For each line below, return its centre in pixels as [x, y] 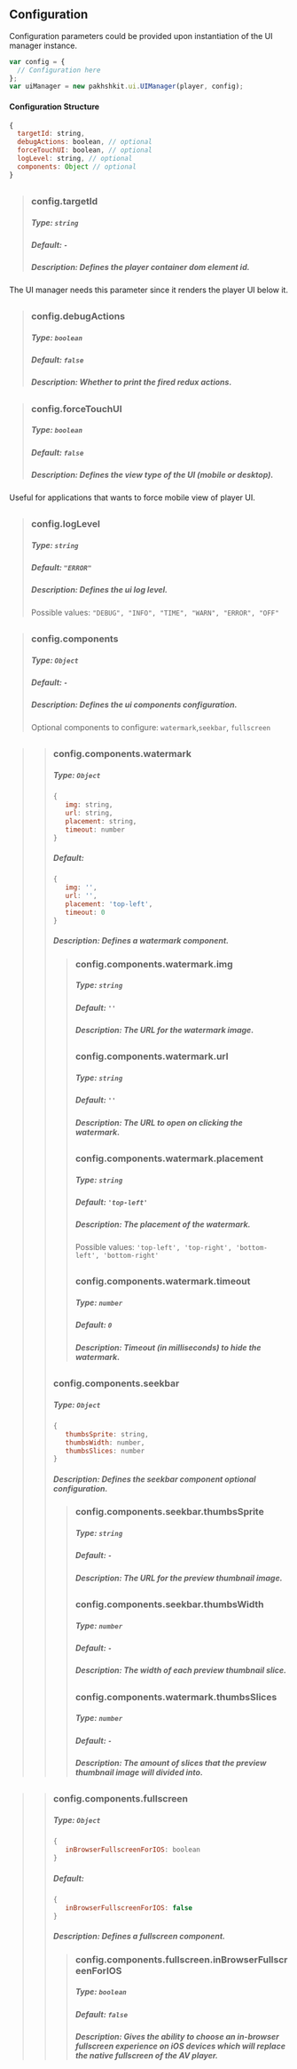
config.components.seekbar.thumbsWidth [169, 1604]
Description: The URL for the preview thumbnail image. [179, 1578]
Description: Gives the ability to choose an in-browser [177, 2036]
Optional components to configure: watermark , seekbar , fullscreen [151, 727]
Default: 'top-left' [111, 1202]
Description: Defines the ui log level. [99, 590]
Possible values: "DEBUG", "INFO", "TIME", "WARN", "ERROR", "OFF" [155, 612]
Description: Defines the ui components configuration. [134, 704]
